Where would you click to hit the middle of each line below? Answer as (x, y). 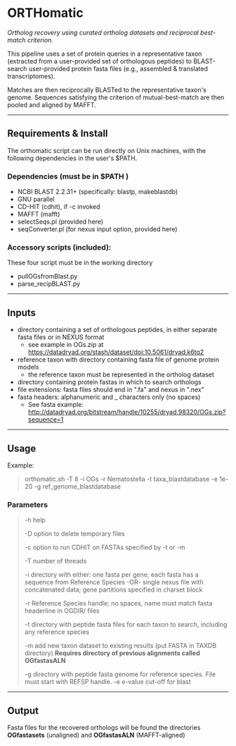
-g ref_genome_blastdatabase (78, 486)
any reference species (57, 632)
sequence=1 (46, 420)
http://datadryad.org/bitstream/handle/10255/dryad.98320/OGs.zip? (127, 412)
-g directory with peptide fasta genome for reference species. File (120, 674)
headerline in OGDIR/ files (62, 611)
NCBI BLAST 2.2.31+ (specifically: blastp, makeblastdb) (97, 192)
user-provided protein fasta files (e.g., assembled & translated (118, 68)
